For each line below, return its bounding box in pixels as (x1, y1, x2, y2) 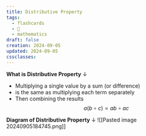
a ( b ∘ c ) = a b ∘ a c (84, 104, 129, 112)
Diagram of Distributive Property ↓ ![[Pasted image (6, 116, 138, 123)
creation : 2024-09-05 (6, 43, 61, 49)
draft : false (6, 37, 39, 43)
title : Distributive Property (6, 8, 83, 15)
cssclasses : (6, 54, 36, 60)
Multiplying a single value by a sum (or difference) (15, 82, 141, 89)
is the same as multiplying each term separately (15, 88, 135, 96)
